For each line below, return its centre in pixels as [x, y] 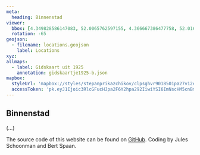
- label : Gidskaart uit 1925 [48, 67]
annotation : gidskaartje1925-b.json [62, 73]
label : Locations [38, 51]
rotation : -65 [29, 34]
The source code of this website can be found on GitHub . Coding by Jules [97, 139]
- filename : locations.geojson [50, 45]
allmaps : [17, 61]
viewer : [16, 23]
